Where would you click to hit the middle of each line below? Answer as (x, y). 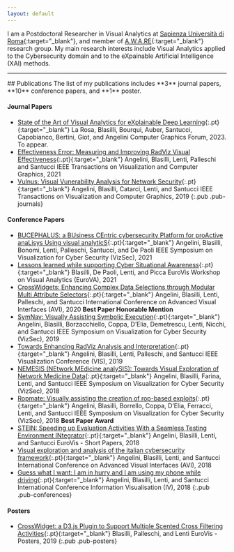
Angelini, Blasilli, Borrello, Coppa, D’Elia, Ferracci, (142, 406)
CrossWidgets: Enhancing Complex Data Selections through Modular (116, 288)
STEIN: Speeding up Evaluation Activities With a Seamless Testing (112, 428)
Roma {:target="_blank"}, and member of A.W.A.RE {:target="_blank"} (106, 41)
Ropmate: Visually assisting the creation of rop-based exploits (107, 398)
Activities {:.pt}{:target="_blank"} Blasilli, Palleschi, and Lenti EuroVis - (117, 534)
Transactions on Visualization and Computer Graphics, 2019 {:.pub (113, 196)
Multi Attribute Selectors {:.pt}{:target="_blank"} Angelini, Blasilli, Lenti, (118, 294)
